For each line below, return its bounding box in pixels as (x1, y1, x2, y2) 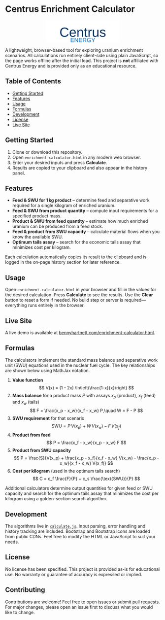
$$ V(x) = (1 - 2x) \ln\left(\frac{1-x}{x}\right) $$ (38, 384, 134, 390)
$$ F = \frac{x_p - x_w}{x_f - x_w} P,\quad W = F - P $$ (30, 408, 143, 413)
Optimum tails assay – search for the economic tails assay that (12, 239, 141, 245)
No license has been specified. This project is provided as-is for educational (5, 566, 160, 572)
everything (5, 302, 27, 309)
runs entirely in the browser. (28, 302, 85, 309)
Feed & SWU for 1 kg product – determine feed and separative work (12, 197, 150, 203)
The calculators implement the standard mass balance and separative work (5, 357, 158, 363)
